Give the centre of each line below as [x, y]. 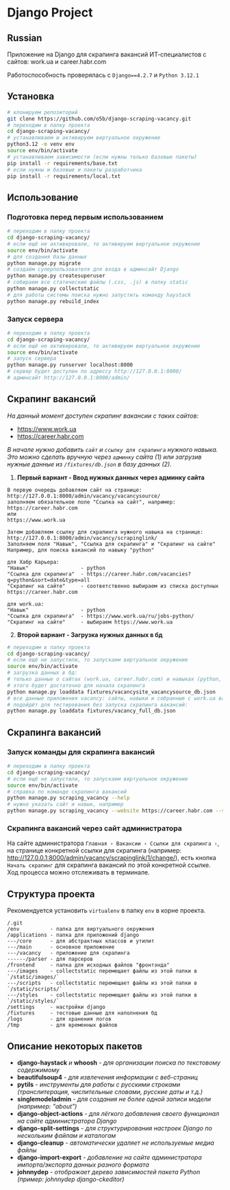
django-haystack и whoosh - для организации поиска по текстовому [119, 1062]
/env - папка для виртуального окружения [81, 929]
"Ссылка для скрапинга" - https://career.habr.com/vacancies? [99, 574]
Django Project [50, 13]
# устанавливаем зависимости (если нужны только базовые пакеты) [102, 157]
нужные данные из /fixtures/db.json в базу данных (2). [90, 464]
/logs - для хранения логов [59, 1019]
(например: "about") [47, 1106]
